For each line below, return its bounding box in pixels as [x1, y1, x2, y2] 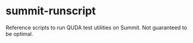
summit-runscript [5, 4, 96, 18]
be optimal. [5, 30, 34, 37]
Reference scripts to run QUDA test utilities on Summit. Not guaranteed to [5, 24, 187, 31]
